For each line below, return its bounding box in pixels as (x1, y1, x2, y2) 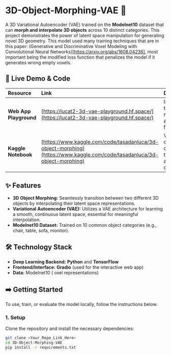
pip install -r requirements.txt (5, 345, 76, 350)
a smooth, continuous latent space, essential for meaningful (12, 211, 138, 217)
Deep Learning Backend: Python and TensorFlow (12, 259, 119, 265)
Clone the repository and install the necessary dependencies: (5, 325, 134, 332)
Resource (8, 89, 32, 97)
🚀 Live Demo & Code (5, 74, 70, 83)
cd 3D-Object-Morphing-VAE (5, 340, 63, 345)
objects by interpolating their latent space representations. (12, 200, 136, 206)
